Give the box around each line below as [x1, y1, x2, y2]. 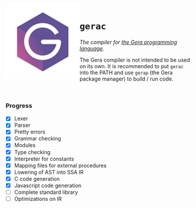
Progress [5, 101, 33, 110]
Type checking [14, 148, 51, 155]
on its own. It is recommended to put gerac [79, 62, 184, 69]
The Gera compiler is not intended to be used [79, 56, 191, 63]
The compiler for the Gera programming [79, 39, 178, 46]
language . [79, 44, 105, 52]
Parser [14, 121, 31, 129]
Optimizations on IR [14, 195, 62, 202]
